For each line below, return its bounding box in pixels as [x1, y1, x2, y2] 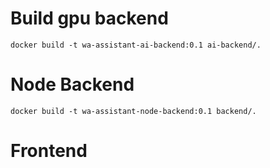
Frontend [10, 140, 88, 162]
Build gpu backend [10, 7, 169, 30]
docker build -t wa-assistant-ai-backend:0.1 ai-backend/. [10, 40, 262, 50]
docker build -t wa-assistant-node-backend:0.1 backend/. [10, 106, 257, 116]
